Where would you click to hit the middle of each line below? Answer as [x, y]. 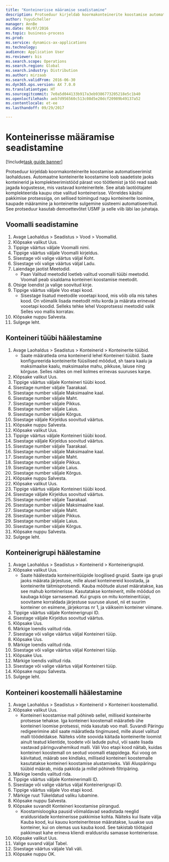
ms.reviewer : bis [24, 57]
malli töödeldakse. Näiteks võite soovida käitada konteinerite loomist [91, 737]
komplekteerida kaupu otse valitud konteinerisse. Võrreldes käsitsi [74, 193]
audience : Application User [35, 52]
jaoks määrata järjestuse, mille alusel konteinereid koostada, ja [85, 581]
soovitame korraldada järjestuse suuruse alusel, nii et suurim [83, 602]
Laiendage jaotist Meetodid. [42, 269]
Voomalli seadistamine [42, 225]
